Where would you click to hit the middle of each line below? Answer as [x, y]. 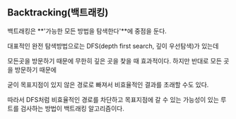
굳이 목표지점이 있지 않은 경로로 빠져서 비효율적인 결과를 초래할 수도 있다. [108, 84]
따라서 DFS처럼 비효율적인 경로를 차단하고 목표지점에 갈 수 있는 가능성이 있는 [113, 99]
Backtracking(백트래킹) [58, 13]
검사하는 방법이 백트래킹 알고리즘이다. [72, 108]
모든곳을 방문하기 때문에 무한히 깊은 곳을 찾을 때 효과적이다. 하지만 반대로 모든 [115, 61]
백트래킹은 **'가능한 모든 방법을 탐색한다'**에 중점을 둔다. [87, 31]
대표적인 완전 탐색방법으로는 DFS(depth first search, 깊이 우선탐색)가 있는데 [113, 46]
